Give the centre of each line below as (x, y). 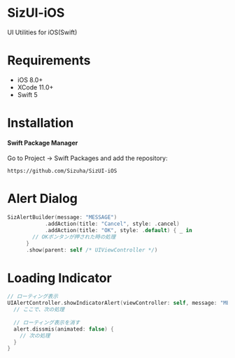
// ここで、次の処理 (39, 310)
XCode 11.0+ (35, 87)
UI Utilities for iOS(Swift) (42, 32)
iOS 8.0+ (30, 80)
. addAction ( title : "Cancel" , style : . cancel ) (112, 224)
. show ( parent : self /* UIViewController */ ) (92, 250)
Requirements (49, 60)
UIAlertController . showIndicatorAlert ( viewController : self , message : (112, 303)
